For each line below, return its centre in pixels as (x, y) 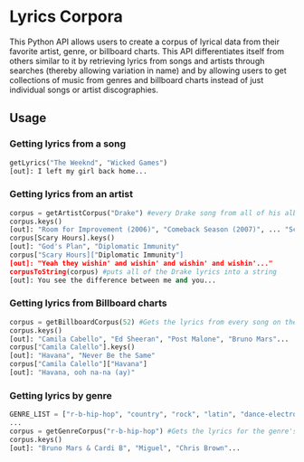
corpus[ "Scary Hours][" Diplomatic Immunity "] (96, 255)
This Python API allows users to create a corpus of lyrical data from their (145, 42)
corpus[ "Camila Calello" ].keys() (72, 347)
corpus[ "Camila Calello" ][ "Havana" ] (78, 364)
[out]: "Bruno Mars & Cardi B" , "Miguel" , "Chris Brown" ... (125, 448)
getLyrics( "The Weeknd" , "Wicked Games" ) (89, 163)
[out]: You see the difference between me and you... (113, 280)
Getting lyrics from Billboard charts (88, 303)
